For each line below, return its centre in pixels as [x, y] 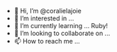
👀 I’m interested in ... [44, 18]
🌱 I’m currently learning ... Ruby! [61, 26]
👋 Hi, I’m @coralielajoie [48, 11]
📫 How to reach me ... [47, 41]
